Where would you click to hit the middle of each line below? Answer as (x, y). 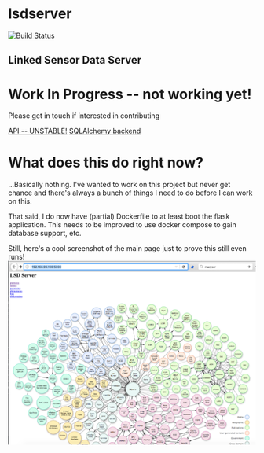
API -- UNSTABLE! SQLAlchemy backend (75, 131)
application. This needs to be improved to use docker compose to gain (123, 225)
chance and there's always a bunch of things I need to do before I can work (130, 193)
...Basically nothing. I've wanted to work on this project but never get (119, 185)
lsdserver (40, 14)
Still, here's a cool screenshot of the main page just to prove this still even (127, 249)
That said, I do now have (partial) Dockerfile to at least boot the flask (119, 216)
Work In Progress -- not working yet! (130, 94)
